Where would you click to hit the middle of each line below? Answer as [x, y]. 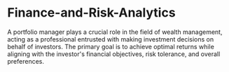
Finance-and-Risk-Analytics [92, 13]
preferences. [26, 61]
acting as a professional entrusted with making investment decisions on [111, 39]
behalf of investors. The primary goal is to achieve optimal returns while [111, 46]
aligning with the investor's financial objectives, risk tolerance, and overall [114, 54]
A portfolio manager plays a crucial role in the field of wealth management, [115, 32]
